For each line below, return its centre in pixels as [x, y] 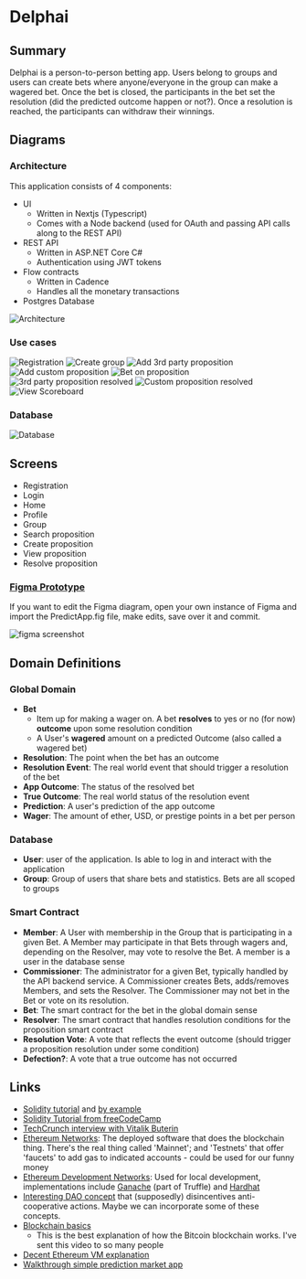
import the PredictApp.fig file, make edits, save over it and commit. [135, 617]
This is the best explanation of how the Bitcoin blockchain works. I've [166, 1235]
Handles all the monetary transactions [108, 291]
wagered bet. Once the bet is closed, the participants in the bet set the [142, 92]
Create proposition [58, 544]
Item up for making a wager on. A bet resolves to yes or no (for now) [166, 719]
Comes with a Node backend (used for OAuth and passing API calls [163, 223]
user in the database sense [74, 961]
